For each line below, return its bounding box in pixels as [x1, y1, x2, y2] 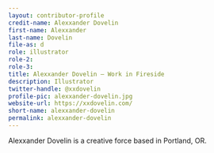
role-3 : [8, 63, 34, 71]
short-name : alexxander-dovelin [8, 107, 115, 115]
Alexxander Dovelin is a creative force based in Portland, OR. [8, 136, 208, 145]
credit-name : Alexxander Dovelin [8, 19, 119, 27]
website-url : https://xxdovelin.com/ [8, 99, 133, 107]
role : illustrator [8, 48, 69, 56]
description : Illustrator [8, 77, 94, 85]
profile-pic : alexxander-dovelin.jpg [8, 92, 133, 100]
